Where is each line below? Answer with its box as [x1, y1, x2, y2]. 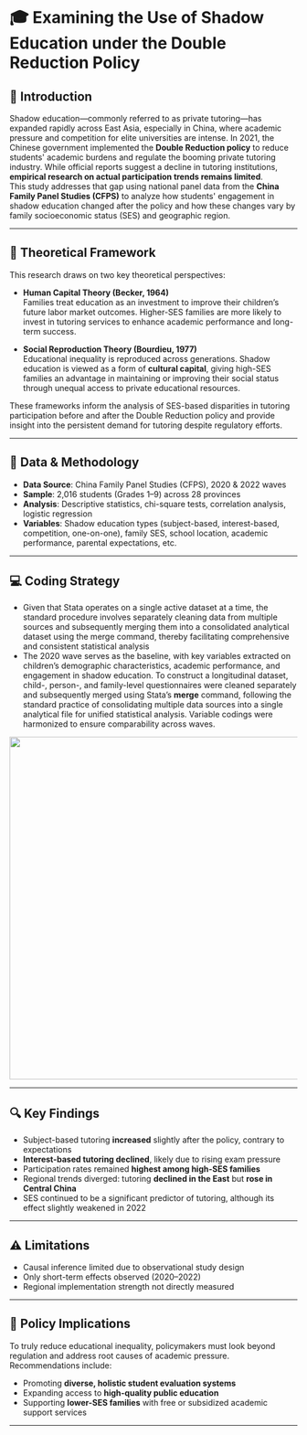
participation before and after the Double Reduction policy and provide [9, 409, 276, 420]
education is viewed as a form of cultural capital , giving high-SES [22, 363, 271, 374]
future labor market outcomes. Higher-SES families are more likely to [22, 306, 281, 317]
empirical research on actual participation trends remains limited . [9, 171, 263, 182]
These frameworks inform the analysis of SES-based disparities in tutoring [9, 399, 291, 411]
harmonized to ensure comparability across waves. [22, 718, 217, 729]
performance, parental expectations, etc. [22, 537, 177, 548]
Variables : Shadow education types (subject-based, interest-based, [22, 517, 281, 528]
